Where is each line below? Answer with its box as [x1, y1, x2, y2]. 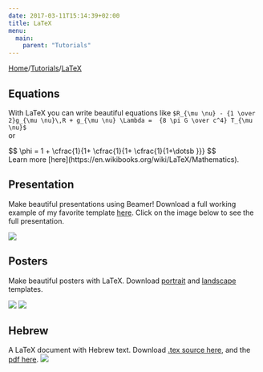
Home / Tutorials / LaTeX [8, 63, 82, 73]
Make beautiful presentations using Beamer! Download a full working [8, 199, 237, 208]
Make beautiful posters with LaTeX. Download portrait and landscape [8, 276, 237, 285]
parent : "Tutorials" [22, 42, 91, 50]
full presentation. [8, 216, 64, 225]
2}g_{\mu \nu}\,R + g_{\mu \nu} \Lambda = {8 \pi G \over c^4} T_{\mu [8, 116, 253, 124]
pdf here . [8, 354, 38, 365]
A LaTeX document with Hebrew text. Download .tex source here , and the [8, 346, 251, 355]
